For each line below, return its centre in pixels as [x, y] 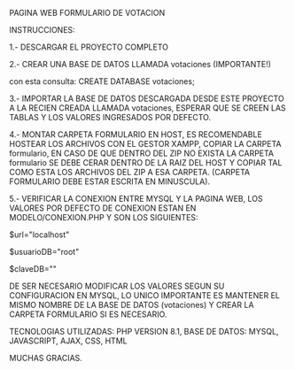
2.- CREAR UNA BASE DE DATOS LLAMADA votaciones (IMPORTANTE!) [140, 64]
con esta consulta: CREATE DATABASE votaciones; [102, 81]
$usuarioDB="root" [44, 252]
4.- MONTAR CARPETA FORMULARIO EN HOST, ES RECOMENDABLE [136, 135]
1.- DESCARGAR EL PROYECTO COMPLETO [89, 47]
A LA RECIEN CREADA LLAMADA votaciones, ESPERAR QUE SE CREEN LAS [147, 108]
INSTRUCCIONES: [42, 30]
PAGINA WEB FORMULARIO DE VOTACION [87, 13]
